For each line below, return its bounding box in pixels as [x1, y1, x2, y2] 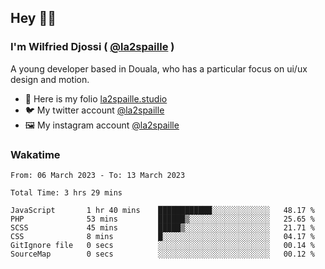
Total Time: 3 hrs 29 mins [10, 187, 123, 198]
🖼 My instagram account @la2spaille [24, 119, 180, 131]
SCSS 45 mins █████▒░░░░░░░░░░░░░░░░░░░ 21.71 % [10, 222, 315, 233]
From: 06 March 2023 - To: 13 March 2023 [10, 170, 186, 180]
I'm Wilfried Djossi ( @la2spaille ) [10, 40, 175, 54]
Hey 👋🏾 [10, 10, 57, 27]
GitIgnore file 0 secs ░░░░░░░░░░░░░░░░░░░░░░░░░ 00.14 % [10, 240, 315, 250]
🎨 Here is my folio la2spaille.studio [24, 92, 168, 105]
